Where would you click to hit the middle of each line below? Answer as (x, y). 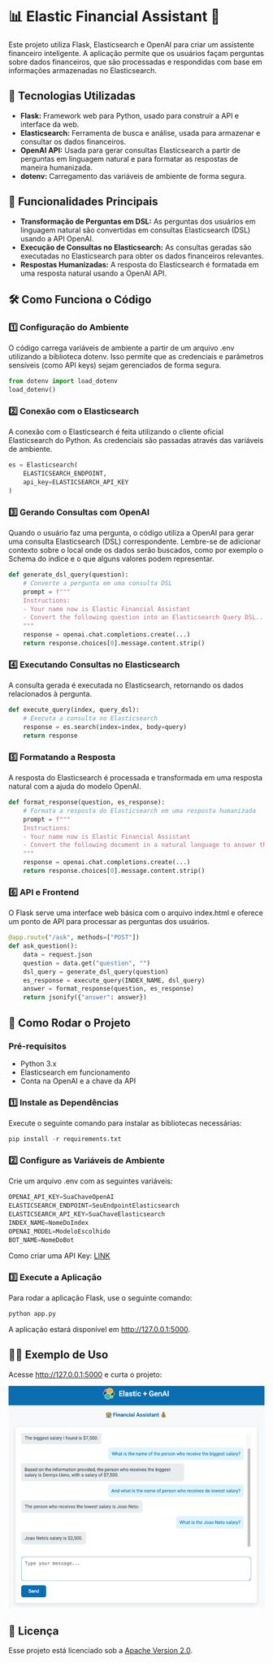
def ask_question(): (43, 946)
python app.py (32, 1313)
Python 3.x (38, 1063)
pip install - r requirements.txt (65, 1140)
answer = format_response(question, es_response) (109, 989)
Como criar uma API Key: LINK (59, 1255)
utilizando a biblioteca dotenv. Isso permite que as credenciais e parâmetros (136, 357)
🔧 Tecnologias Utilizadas (72, 96)
